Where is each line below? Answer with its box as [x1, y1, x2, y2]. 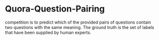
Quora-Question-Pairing [5, 3, 105, 14]
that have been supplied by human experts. [5, 29, 91, 35]
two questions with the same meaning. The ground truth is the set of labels [5, 24, 155, 30]
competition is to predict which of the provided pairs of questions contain [5, 19, 151, 25]
